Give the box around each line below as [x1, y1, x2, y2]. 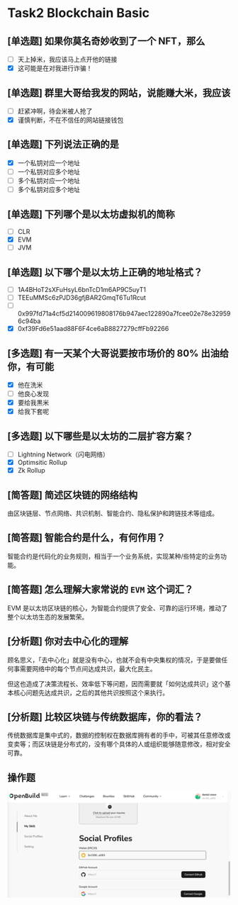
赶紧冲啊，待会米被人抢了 [17, 106, 93, 115]
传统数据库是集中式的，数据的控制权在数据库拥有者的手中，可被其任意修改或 [7, 731, 231, 740]
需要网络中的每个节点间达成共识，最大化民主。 [19, 664, 157, 673]
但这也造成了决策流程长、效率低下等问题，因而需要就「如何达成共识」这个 [7, 679, 225, 688]
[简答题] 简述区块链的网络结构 [7, 489, 138, 501]
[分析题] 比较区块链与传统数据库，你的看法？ [7, 711, 203, 723]
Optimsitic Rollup [17, 459, 67, 467]
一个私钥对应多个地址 [17, 167, 80, 176]
